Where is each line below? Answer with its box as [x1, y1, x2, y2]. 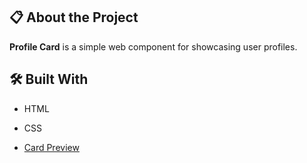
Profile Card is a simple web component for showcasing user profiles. [9, 40, 298, 53]
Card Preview [23, 141, 80, 153]
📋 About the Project [9, 9, 139, 26]
